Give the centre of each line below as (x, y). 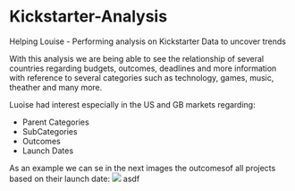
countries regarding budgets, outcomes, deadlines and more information (143, 68)
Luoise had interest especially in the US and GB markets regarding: (133, 104)
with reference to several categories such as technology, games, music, (142, 77)
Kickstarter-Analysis (88, 17)
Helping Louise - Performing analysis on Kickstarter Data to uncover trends (147, 41)
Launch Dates (48, 151)
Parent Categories (55, 122)
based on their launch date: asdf (75, 178)
